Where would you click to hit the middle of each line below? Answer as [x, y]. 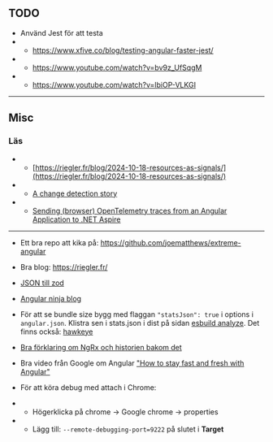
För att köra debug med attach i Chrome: [88, 387]
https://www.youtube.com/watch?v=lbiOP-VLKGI [114, 84]
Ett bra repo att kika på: [59, 242]
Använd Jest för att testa [61, 32]
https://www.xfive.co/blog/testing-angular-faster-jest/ [123, 50]
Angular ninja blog [51, 298]
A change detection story [75, 193]
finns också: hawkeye [56, 331]
